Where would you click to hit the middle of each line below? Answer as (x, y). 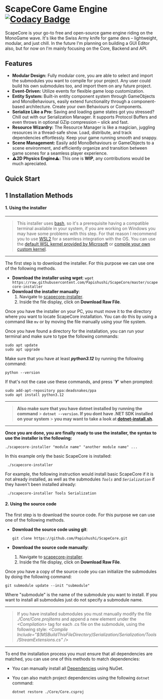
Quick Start (23, 179)
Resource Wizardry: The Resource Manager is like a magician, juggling (83, 127)
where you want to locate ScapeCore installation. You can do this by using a (81, 316)
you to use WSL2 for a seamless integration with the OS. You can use (86, 239)
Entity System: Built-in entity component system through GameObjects (83, 96)
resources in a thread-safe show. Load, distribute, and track (72, 132)
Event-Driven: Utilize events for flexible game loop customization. (78, 91)
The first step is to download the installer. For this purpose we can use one (80, 263)
